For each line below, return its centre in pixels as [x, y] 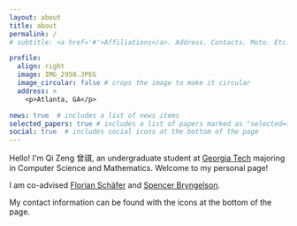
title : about [33, 26]
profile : [25, 58]
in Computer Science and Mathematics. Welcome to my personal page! [139, 168]
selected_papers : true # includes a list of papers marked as [126, 124]
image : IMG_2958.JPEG [57, 75]
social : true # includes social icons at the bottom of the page [134, 132]
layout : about [35, 17]
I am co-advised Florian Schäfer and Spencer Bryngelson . [115, 185]
